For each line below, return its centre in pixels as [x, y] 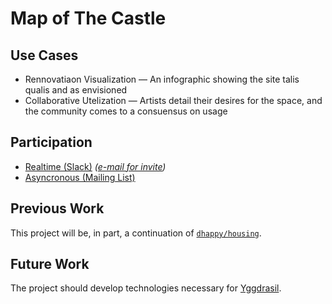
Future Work [50, 264]
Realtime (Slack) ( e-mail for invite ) [95, 166]
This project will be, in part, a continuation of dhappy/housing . [136, 233]
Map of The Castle [88, 18]
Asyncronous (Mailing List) [80, 177]
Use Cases [44, 55]
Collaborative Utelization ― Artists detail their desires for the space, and [173, 100]
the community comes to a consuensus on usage [126, 111]
